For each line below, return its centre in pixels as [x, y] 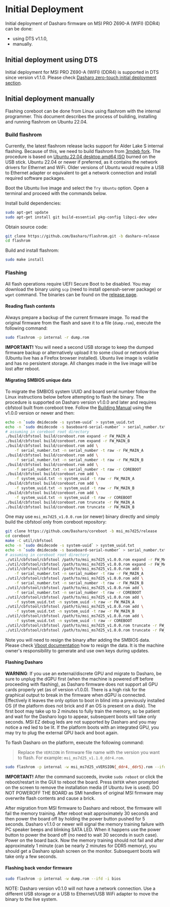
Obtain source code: [27, 227]
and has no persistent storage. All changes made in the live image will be [81, 363]
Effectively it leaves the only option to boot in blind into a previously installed [85, 700]
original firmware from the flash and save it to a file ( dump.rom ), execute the [83, 323]
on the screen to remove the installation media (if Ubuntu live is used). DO [82, 787]
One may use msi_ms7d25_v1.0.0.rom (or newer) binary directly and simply [82, 517]
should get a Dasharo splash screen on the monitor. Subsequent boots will [83, 851]
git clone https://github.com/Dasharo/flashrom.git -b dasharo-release [82, 236]
